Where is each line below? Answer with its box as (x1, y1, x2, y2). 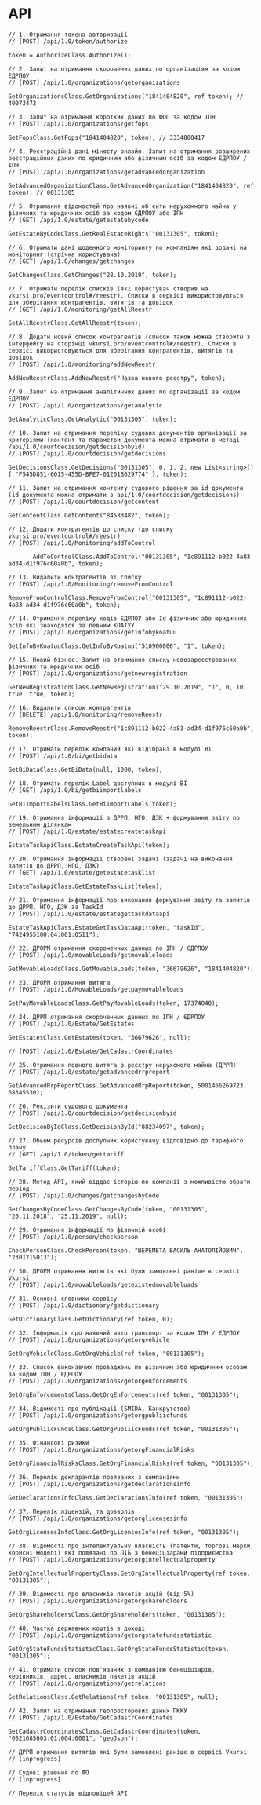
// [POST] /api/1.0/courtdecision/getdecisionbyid (8, 1109, 177, 1117)
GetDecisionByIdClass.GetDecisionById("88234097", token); (8, 1123, 205, 1131)
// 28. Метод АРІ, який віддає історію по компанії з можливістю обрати (8, 1178, 251, 1186)
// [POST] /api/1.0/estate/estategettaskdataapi (8, 910, 170, 918)
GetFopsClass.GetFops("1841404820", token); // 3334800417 (8, 133, 205, 141)
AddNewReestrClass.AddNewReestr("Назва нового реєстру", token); (8, 374, 226, 382)
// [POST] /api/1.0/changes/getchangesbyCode (8, 1191, 159, 1200)
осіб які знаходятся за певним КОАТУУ (8, 621, 135, 629)
